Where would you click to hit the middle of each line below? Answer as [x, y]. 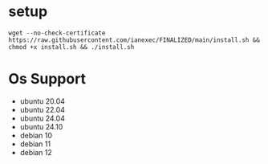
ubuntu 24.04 [43, 118]
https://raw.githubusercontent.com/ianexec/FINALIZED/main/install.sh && [134, 40]
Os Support [47, 79]
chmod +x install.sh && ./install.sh [71, 47]
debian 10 [36, 135]
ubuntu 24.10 [41, 126]
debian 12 [36, 152]
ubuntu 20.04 [43, 101]
